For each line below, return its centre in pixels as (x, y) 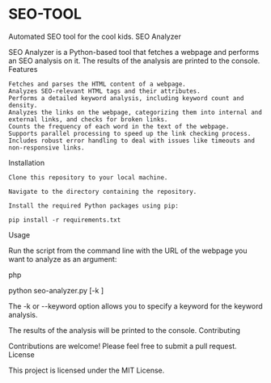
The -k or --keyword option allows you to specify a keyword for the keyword (135, 306)
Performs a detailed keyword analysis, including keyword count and (126, 98)
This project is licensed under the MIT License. (87, 370)
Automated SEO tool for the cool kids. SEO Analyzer (95, 36)
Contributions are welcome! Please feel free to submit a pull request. (123, 346)
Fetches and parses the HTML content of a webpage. (97, 84)
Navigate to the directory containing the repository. (103, 191)
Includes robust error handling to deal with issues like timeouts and (131, 141)
